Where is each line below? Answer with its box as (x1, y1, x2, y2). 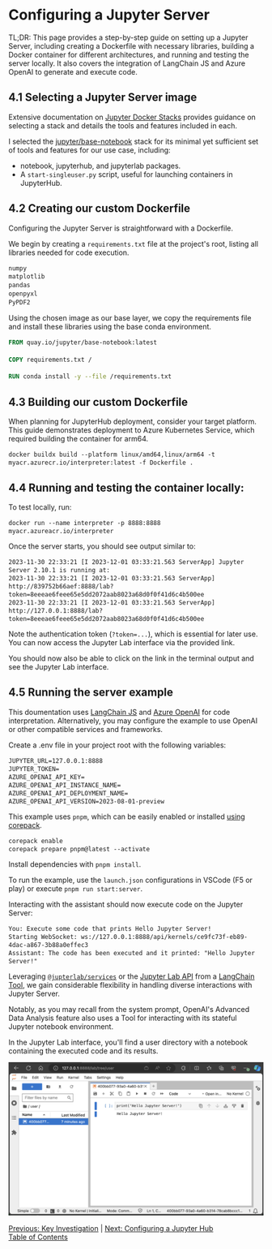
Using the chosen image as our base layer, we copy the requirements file (8, 312, 252, 322)
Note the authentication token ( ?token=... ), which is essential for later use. (8, 629, 258, 639)
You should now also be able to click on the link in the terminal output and (8, 653, 255, 663)
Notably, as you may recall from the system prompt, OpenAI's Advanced (8, 1004, 249, 1014)
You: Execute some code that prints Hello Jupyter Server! (8, 924, 212, 932)
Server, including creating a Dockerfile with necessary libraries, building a (8, 41, 255, 50)
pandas (8, 282, 31, 290)
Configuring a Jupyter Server (8, 6, 210, 24)
